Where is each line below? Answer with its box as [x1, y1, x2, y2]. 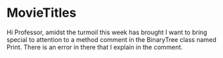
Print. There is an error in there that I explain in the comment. [6, 43, 184, 51]
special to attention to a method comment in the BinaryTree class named [6, 35, 217, 43]
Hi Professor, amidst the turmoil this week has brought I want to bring [6, 28, 208, 36]
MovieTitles [6, 5, 77, 21]
